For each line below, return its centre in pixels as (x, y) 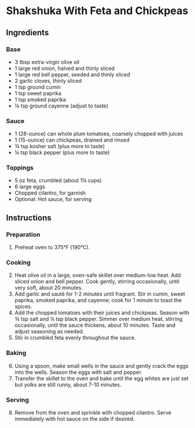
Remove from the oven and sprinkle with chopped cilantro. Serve (93, 413)
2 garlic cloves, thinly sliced (48, 81)
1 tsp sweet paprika (38, 93)
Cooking (18, 263)
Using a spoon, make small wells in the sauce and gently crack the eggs (102, 366)
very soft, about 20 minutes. (49, 288)
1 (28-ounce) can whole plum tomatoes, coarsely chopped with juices (99, 134)
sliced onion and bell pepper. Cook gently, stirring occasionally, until (97, 282)
